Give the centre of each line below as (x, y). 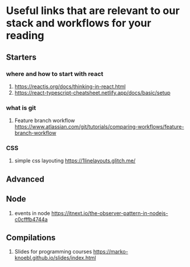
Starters (21, 57)
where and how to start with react (55, 74)
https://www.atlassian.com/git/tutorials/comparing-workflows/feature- (99, 127)
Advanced (25, 179)
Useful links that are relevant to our (93, 11)
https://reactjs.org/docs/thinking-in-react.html (70, 86)
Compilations (31, 238)
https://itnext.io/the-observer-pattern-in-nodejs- (110, 213)
